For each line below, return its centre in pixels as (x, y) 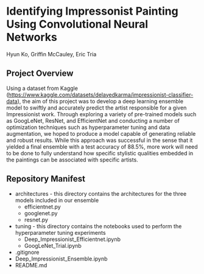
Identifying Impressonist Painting (92, 11)
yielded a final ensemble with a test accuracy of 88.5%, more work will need (102, 146)
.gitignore (27, 252)
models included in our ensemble (57, 200)
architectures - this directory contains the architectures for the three (101, 193)
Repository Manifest (46, 179)
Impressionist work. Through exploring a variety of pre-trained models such (101, 114)
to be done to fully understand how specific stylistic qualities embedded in (100, 153)
